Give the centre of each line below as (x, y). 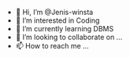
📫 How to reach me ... (52, 46)
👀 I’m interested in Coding (58, 20)
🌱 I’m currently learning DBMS (65, 29)
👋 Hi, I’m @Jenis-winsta (54, 12)
